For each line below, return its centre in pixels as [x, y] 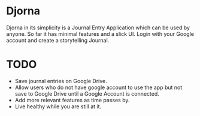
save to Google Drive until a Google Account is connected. [87, 93]
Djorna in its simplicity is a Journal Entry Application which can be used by [98, 28]
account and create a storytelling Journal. [58, 40]
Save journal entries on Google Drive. [61, 81]
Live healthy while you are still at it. [58, 106]
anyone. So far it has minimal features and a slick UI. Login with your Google [100, 33]
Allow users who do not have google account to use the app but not [99, 87]
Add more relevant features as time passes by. [72, 100]
